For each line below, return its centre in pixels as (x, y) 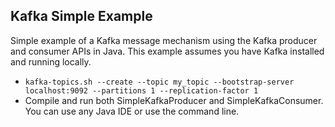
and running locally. (51, 61)
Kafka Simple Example (81, 16)
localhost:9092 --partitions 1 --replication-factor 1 (141, 90)
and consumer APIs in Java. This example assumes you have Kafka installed (167, 51)
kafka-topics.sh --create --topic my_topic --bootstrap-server (159, 82)
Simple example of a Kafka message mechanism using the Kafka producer (164, 40)
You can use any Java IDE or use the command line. (132, 111)
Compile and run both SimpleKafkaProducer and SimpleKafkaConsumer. (174, 100)
